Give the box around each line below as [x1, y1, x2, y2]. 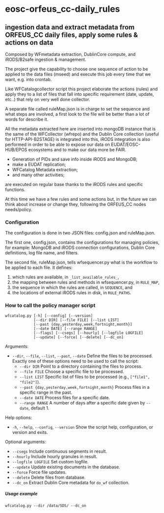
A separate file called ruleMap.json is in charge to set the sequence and [5, 106, 150, 111]
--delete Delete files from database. [12, 474, 86, 480]
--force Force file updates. [12, 469, 67, 475]
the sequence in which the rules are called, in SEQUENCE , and [12, 285, 133, 291]
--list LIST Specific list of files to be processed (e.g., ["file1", [19, 374, 150, 379]
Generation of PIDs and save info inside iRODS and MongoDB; [12, 156, 138, 162]
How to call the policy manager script [5, 302, 95, 309]
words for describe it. [5, 116, 48, 122]
